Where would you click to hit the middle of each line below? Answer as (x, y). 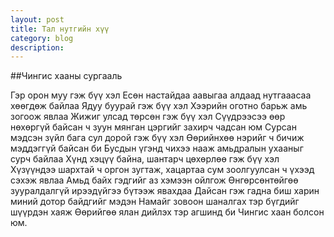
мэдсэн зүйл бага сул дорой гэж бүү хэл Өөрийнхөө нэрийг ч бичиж (157, 138)
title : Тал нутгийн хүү (60, 29)
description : (37, 47)
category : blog (42, 38)
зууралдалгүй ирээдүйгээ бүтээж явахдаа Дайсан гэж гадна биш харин (165, 191)
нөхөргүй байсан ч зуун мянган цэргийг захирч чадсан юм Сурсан (153, 127)
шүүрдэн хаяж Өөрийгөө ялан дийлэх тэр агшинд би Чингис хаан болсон (167, 212)
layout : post (37, 19)
